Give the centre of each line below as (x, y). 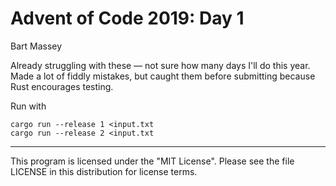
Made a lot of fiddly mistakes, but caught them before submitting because (163, 76)
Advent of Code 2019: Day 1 (127, 18)
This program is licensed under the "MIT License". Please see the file (152, 161)
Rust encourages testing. (62, 86)
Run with (28, 106)
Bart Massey (36, 46)
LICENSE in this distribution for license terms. (104, 171)
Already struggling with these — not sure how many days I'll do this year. (160, 65)
